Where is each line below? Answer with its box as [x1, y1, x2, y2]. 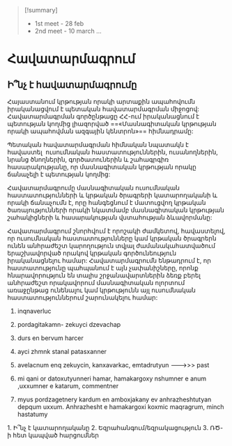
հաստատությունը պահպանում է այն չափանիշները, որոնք [7, 264, 199, 272]
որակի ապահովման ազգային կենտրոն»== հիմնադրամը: [7, 127, 194, 135]
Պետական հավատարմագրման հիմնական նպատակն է [7, 141, 190, 148]
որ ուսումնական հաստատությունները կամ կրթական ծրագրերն [7, 234, 217, 243]
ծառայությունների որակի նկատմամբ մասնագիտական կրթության [7, 206, 224, 214]
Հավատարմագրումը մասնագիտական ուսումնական [7, 184, 180, 192]
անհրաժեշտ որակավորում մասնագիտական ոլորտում [7, 279, 185, 286]
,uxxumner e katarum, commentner [17, 382, 119, 390]
